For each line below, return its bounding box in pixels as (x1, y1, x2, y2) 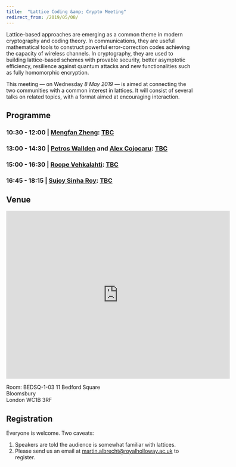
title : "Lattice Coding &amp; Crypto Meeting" (6, 8, 127, 15)
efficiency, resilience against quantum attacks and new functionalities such (6, 62, 191, 69)
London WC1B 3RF (6, 397, 52, 404)
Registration (6, 413, 53, 424)
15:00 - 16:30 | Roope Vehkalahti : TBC (6, 160, 119, 168)
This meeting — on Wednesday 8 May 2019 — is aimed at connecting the (6, 80, 187, 87)
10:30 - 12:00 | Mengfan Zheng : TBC (6, 128, 114, 136)
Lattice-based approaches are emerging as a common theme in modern (6, 30, 183, 38)
